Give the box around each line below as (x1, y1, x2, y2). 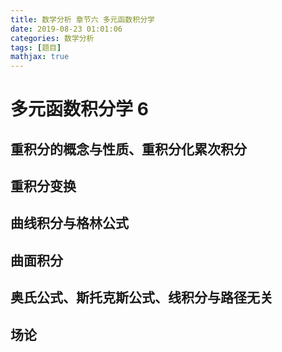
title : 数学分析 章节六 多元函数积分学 (10, 14, 155, 25)
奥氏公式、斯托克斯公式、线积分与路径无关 (10, 289, 273, 306)
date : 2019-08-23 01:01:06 (10, 24, 123, 34)
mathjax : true (10, 52, 70, 62)
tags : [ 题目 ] (10, 42, 62, 53)
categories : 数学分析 (10, 33, 95, 43)
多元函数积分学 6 (10, 98, 149, 121)
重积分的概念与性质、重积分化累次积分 (10, 141, 247, 158)
